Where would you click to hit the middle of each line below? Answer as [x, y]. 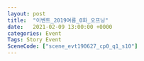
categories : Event [34, 33]
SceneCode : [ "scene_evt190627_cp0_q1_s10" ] [73, 46]
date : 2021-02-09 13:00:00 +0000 [60, 27]
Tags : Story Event [34, 40]
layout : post [27, 14]
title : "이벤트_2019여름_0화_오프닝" [58, 20]
